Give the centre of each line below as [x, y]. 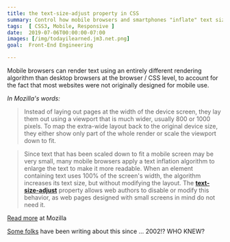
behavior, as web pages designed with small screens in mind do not [119, 198]
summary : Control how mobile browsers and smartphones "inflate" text [110, 20]
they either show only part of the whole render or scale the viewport [120, 133]
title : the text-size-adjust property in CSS [73, 13]
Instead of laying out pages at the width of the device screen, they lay [122, 111]
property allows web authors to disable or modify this [134, 190]
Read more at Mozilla [37, 218]
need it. [35, 205]
